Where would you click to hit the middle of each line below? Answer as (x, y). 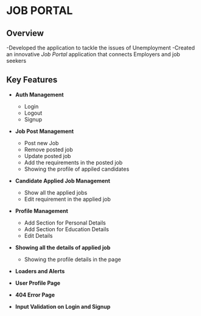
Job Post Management (44, 131)
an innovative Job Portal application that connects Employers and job (93, 54)
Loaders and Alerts (40, 271)
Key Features (32, 80)
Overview (25, 33)
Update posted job (48, 156)
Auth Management (39, 95)
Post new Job (41, 143)
